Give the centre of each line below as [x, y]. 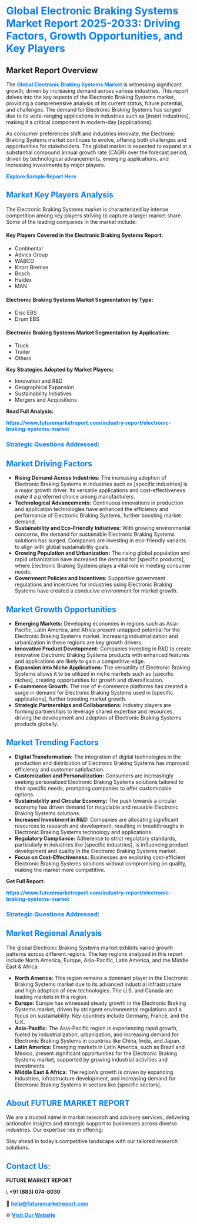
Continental [29, 249]
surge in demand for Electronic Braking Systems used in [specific [94, 692]
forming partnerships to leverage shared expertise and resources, [94, 711]
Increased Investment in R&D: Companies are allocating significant [96, 819]
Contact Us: [29, 1166]
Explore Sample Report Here [41, 176]
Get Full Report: [26, 881]
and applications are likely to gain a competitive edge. [80, 661]
